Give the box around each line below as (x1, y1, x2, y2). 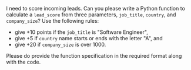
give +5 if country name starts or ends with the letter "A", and (14, 35, 163, 41)
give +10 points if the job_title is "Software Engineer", (14, 29, 148, 36)
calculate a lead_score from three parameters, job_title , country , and (6, 11, 176, 18)
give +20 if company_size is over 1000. (14, 41, 106, 48)
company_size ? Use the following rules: (6, 17, 99, 24)
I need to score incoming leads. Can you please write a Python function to (6, 5, 185, 12)
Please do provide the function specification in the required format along (6, 52, 182, 59)
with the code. (6, 58, 41, 65)
